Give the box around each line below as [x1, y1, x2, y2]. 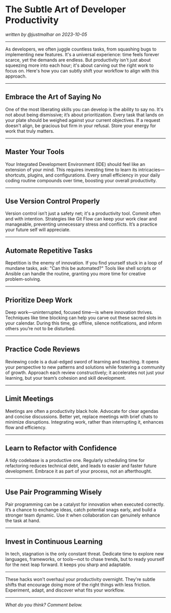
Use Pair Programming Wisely [5, 487, 102, 496]
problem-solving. [5, 276, 42, 282]
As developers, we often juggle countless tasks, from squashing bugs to [5, 46, 157, 52]
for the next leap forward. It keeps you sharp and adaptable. [5, 561, 131, 568]
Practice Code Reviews [5, 345, 80, 354]
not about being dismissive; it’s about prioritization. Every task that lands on [5, 111, 164, 118]
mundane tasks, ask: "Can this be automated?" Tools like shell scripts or [5, 265, 157, 272]
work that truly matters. [5, 128, 54, 134]
